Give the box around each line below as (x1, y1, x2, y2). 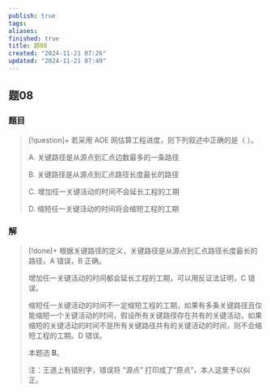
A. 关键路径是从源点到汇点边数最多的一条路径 (27, 152, 179, 162)
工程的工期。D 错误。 (35, 331, 107, 340)
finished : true (8, 34, 60, 43)
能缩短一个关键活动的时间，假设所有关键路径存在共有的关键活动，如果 (27, 310, 263, 320)
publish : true (8, 11, 57, 20)
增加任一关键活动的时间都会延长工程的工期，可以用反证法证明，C (27, 272, 247, 283)
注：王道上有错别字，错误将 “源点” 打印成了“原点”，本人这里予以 (27, 365, 244, 374)
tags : (8, 19, 27, 27)
